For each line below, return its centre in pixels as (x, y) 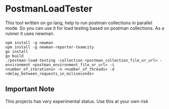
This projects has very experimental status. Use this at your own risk (77, 101)
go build (14, 56)
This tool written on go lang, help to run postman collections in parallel (79, 23)
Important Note (30, 89)
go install (17, 51)
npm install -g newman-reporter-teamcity (50, 47)
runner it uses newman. (30, 33)
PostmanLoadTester (49, 9)
